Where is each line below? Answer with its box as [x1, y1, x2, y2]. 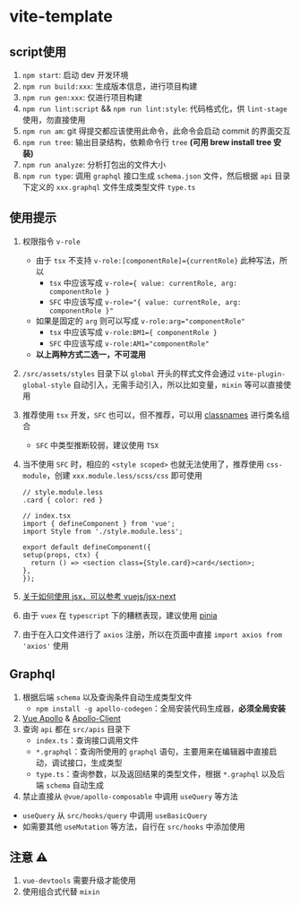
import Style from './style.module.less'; [21, 527, 184, 536]
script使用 [9, 44, 67, 59]
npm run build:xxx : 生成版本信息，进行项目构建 [21, 81, 198, 91]
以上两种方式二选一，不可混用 [35, 349, 146, 359]
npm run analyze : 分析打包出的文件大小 [21, 159, 167, 169]
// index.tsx [21, 511, 72, 521]
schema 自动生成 [46, 780, 105, 790]
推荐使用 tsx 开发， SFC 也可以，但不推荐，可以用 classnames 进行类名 [21, 409, 282, 420]
